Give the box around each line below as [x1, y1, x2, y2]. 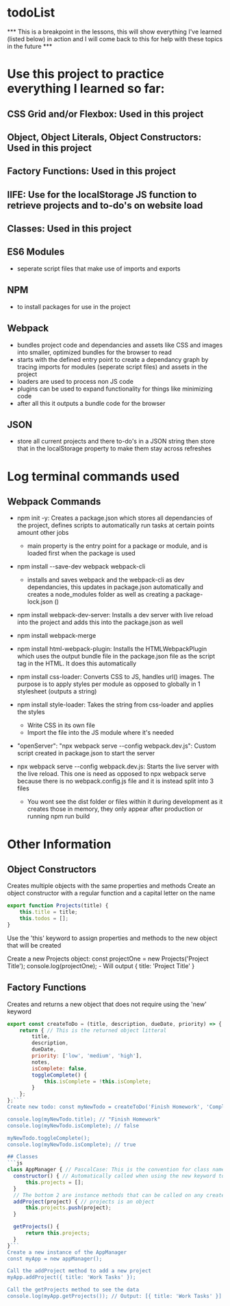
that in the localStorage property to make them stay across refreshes [16, 444, 212, 452]
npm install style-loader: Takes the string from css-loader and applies [16, 700, 214, 709]
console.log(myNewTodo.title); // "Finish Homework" [7, 1116, 161, 1123]
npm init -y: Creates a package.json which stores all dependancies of [16, 514, 213, 523]
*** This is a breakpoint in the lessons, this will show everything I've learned [7, 27, 222, 36]
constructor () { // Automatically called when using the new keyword [13, 1173, 216, 1180]
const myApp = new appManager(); [7, 1255, 103, 1262]
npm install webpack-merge [16, 632, 97, 640]
